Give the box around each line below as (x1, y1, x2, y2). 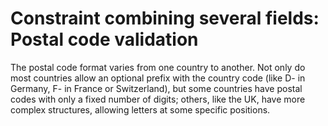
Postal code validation (10, 28, 199, 51)
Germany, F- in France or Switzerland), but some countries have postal (10, 82, 303, 94)
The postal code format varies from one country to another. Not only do (10, 61, 306, 73)
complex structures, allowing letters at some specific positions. (10, 103, 271, 116)
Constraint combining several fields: (10, 7, 320, 30)
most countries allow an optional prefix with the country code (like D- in (10, 72, 306, 84)
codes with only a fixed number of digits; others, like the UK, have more (10, 93, 306, 105)
